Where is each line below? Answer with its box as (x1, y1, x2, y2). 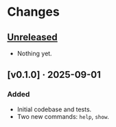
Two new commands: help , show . (16, 112, 110, 120)
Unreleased (7, 31, 58, 43)
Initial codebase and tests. (16, 105, 92, 113)
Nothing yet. (16, 49, 53, 57)
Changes (7, 4, 60, 20)
